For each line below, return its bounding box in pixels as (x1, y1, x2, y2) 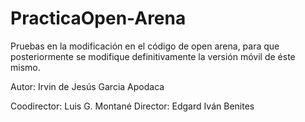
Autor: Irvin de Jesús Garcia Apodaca (10, 80, 165, 92)
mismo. (10, 61, 41, 73)
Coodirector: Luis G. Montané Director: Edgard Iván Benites (10, 100, 255, 112)
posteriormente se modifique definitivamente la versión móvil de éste (10, 50, 296, 62)
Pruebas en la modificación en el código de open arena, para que (10, 40, 280, 52)
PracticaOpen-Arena (10, 7, 187, 30)
